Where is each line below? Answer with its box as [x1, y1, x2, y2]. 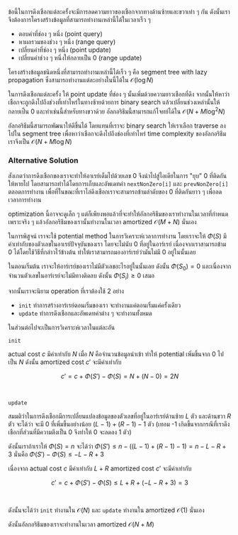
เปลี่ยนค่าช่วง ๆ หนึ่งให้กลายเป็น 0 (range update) [18, 54, 142, 62]
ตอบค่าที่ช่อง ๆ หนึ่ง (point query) [18, 30, 103, 38]
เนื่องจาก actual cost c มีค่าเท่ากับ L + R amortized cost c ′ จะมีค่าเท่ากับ [8, 464, 192, 473]
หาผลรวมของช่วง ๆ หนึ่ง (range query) [18, 38, 116, 46]
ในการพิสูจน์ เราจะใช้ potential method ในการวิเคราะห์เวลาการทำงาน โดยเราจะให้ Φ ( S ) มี [8, 231, 227, 240]
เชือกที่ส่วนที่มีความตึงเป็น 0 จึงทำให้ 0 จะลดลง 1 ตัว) [8, 427, 132, 436]
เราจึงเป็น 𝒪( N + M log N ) [8, 137, 73, 145]
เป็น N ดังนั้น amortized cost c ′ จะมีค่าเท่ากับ [8, 358, 122, 366]
